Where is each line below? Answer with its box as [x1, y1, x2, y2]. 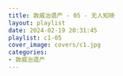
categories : [8, 48, 48, 56]
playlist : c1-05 [8, 33, 62, 42]
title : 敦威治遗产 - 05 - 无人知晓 [8, 11, 115, 20]
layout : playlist [8, 19, 66, 27]
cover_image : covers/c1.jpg [8, 41, 102, 49]
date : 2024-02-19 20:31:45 [8, 26, 98, 34]
